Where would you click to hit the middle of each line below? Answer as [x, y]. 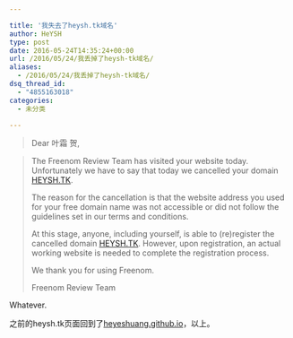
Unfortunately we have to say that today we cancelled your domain [155, 170]
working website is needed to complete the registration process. [150, 253]
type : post [30, 42]
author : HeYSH [36, 34]
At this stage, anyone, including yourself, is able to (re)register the [153, 234]
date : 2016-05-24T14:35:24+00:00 [72, 50]
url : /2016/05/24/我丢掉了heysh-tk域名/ [82, 59]
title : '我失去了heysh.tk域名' [64, 25]
